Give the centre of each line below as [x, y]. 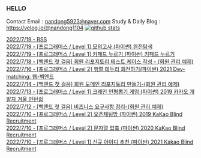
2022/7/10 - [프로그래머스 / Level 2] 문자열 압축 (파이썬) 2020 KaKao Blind [96, 128]
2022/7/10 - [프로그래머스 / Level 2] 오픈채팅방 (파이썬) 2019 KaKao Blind [94, 114]
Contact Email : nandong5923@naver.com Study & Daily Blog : [83, 22]
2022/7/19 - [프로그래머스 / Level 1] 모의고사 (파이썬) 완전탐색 [79, 47]
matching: [19, 77]
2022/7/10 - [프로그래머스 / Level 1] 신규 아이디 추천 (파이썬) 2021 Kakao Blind [100, 142]
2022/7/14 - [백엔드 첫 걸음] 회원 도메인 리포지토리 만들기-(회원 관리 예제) [93, 84]
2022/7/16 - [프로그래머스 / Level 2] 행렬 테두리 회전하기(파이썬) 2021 [89, 69]
